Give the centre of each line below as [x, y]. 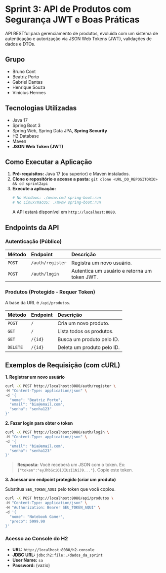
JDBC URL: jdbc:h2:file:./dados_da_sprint [57, 555]
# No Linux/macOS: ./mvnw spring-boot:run [57, 202]
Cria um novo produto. [83, 323]
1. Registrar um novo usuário [35, 377]
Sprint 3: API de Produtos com [68, 9]
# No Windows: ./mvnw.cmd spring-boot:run [57, 198]
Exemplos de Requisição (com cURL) [63, 365]
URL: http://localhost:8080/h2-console [53, 549]
